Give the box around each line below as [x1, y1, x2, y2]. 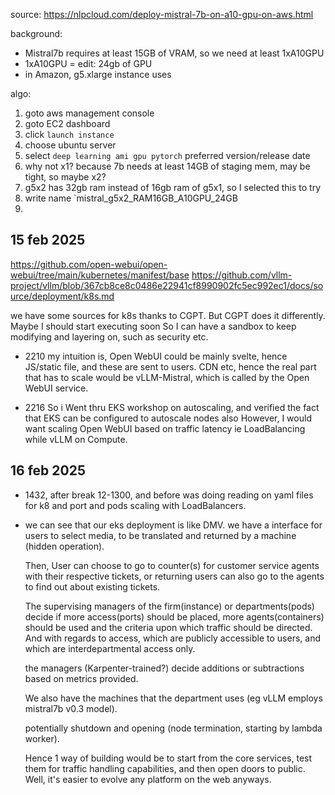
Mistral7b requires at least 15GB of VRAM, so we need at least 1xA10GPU [24, 47, 325, 59]
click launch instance [24, 129, 115, 140]
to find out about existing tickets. [24, 580, 161, 593]
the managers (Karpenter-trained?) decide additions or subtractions [24, 662, 305, 674]
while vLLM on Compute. [24, 433, 128, 445]
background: [10, 28, 63, 39]
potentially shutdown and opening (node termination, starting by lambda [24, 722, 323, 734]
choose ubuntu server [24, 139, 117, 151]
